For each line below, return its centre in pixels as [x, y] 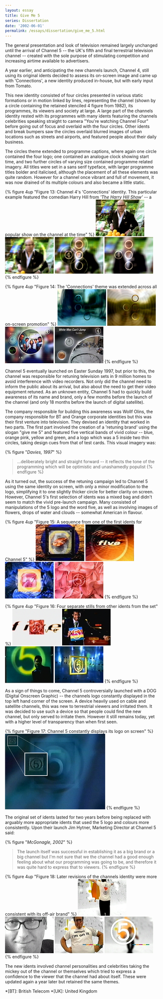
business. [15, 142]
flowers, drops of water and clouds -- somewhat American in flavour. [74, 512]
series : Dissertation [27, 20]
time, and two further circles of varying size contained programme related [79, 162]
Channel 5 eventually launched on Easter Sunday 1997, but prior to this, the [80, 371]
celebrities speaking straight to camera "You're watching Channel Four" [77, 121]
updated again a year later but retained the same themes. [62, 982]
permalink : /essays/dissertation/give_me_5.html [55, 31]
